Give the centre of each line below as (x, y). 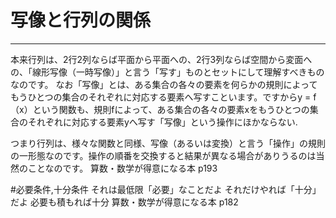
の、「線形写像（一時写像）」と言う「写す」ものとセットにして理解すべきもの (167, 72)
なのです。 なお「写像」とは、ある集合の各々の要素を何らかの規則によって (164, 84)
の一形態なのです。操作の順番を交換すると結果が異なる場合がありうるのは (163, 155)
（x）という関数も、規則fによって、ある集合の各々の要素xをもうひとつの (160, 109)
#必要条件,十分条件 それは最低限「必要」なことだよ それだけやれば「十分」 (166, 189)
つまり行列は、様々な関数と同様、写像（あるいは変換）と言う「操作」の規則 (168, 143)
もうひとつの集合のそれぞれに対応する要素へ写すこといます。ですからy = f (163, 97)
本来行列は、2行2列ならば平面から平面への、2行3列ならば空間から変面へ (161, 59)
